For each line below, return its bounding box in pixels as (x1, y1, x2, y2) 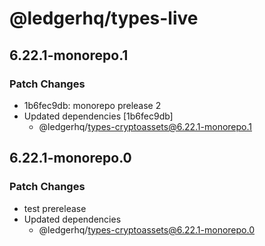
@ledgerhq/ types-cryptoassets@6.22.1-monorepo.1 (38, 120, 253, 132)
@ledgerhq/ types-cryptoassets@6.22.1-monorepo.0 (38, 223, 255, 236)
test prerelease (23, 202, 87, 214)
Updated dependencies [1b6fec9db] (23, 110, 174, 122)
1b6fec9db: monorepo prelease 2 (23, 99, 162, 111)
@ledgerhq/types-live (9, 7, 199, 30)
